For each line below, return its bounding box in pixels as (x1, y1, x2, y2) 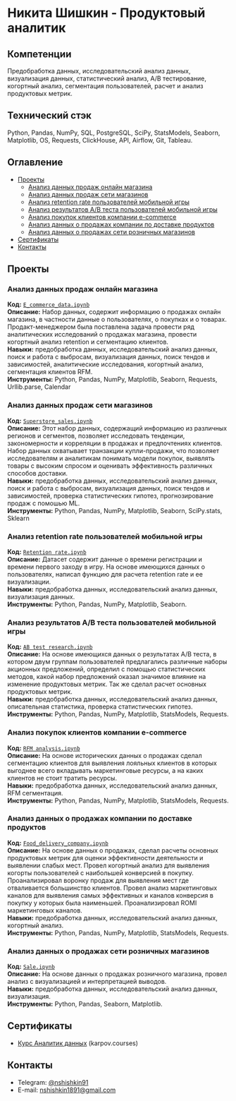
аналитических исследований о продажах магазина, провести (7, 330, 197, 339)
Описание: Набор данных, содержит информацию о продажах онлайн (7, 308, 221, 316)
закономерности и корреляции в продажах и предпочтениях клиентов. (7, 439, 223, 447)
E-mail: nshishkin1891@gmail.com (17, 1085, 116, 1094)
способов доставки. (7, 469, 68, 477)
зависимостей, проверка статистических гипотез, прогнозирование (7, 491, 213, 500)
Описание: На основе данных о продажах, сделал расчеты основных (7, 846, 218, 855)
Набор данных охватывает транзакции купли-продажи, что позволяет (7, 446, 220, 455)
